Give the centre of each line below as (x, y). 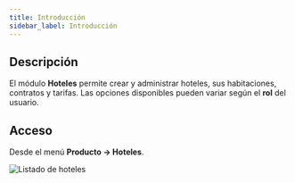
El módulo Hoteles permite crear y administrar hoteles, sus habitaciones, (143, 83)
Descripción (44, 62)
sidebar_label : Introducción (63, 26)
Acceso (31, 130)
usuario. (25, 103)
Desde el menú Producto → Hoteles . (77, 152)
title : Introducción (48, 17)
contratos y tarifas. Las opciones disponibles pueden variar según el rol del (148, 93)
